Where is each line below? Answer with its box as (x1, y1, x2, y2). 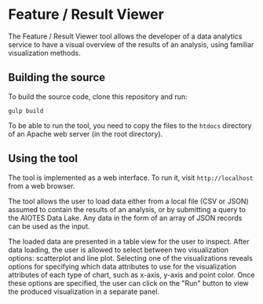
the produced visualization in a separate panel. (8, 287, 159, 296)
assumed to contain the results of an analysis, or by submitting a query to (8, 204, 246, 214)
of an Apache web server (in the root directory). (8, 129, 163, 138)
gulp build (8, 107, 44, 115)
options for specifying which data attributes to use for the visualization (8, 262, 237, 271)
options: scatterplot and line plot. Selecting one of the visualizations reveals (8, 253, 253, 262)
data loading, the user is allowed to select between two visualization (8, 245, 229, 255)
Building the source (8, 71, 106, 84)
